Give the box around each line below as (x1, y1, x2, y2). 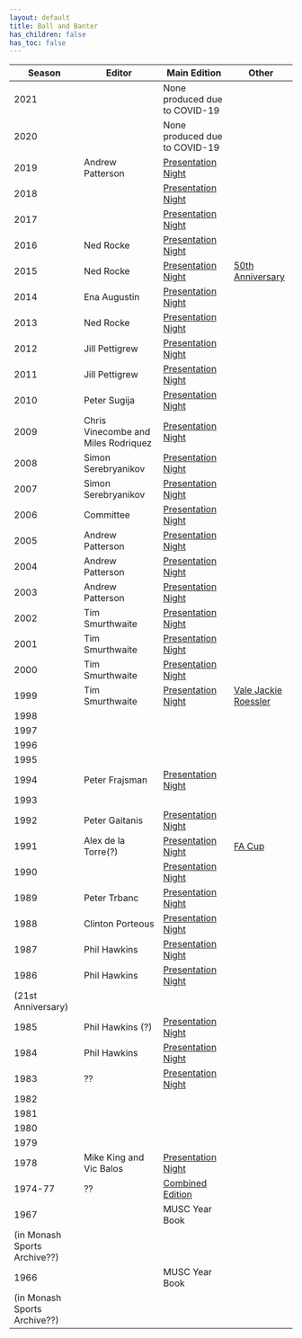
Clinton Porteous (84, 917, 155, 930)
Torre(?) (84, 846, 119, 858)
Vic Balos (84, 1163, 124, 1175)
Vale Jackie (233, 684, 283, 696)
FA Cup (233, 840, 265, 853)
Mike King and (84, 1151, 145, 1164)
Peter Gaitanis (84, 814, 144, 827)
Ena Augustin (84, 291, 140, 304)
